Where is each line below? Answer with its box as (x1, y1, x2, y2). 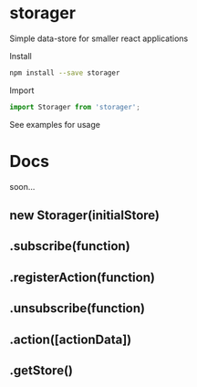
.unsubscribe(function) (9, 300, 146, 317)
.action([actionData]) (9, 331, 132, 347)
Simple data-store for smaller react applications (9, 33, 189, 44)
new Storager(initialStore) (9, 208, 160, 224)
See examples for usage (9, 119, 100, 130)
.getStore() (9, 362, 73, 378)
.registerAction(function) (9, 269, 155, 285)
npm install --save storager (9, 68, 120, 78)
